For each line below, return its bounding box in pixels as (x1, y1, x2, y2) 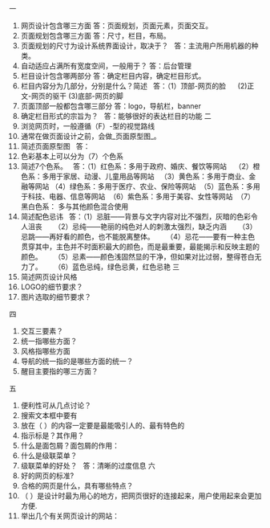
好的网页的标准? (20, 471, 75, 481)
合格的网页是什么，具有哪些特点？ (20, 481, 134, 490)
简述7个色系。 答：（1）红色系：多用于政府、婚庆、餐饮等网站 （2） (20, 162, 253, 171)
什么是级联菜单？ (20, 451, 78, 460)
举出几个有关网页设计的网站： (20, 511, 119, 521)
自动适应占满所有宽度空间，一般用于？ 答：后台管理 (20, 61, 191, 71)
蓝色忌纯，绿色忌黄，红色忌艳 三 (72, 262, 180, 272)
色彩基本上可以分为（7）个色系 (20, 152, 123, 161)
